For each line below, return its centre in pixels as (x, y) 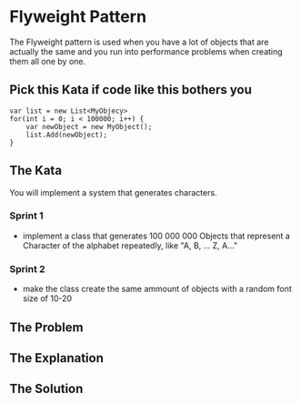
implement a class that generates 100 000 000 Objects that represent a (156, 236)
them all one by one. (48, 61)
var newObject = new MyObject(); (89, 126)
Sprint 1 (26, 216)
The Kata (35, 171)
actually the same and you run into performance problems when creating (146, 51)
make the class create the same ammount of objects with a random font (157, 289)
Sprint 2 (27, 268)
